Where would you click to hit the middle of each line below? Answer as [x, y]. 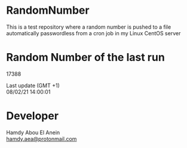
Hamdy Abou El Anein [33, 132]
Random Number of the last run [86, 58]
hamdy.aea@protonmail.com [42, 138]
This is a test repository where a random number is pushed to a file [89, 27]
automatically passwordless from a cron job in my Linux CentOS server [93, 33]
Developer [32, 116]
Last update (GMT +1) [33, 85]
